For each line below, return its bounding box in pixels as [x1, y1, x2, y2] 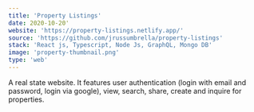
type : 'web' [8, 56, 48, 64]
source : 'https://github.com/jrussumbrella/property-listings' [8, 33, 224, 42]
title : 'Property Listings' [8, 11, 102, 20]
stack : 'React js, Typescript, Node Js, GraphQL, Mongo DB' [8, 41, 213, 49]
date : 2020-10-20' [8, 19, 69, 27]
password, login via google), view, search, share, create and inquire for [8, 86, 242, 95]
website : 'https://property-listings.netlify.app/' [8, 26, 184, 34]
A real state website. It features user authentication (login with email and [8, 77, 247, 87]
